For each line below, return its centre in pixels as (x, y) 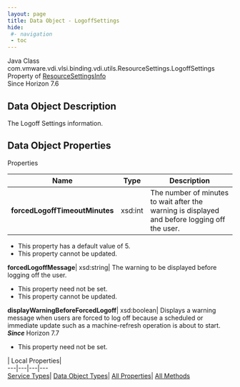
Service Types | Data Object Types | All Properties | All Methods (99, 376)
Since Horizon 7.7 (33, 333)
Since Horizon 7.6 (33, 84)
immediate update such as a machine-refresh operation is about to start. (114, 325)
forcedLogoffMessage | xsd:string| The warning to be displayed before (112, 267)
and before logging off (187, 219)
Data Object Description (62, 106)
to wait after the (176, 201)
